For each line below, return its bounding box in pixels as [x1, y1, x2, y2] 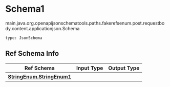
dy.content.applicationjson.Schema [5, 25, 80, 31]
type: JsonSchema [5, 35, 42, 40]
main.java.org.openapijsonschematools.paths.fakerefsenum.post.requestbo [5, 20, 165, 26]
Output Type [108, 64, 140, 72]
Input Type [76, 64, 103, 72]
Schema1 [5, 3, 45, 15]
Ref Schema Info [5, 49, 59, 58]
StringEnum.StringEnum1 [8, 73, 72, 80]
